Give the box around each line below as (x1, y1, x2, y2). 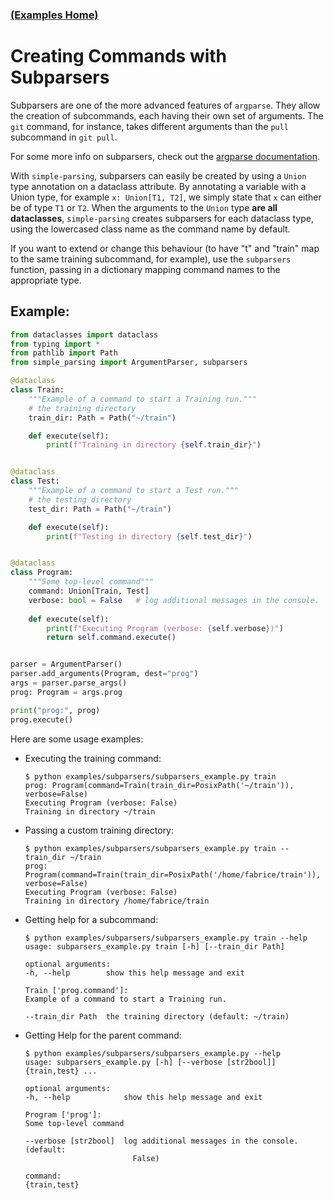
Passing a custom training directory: (24, 824, 175, 836)
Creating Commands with (10, 45, 228, 68)
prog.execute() (10, 714, 74, 725)
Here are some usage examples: (10, 733, 144, 745)
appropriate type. (10, 274, 82, 286)
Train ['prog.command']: (24, 985, 129, 995)
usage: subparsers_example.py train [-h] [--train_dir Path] (24, 941, 286, 952)
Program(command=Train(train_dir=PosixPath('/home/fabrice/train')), (24, 869, 322, 880)
